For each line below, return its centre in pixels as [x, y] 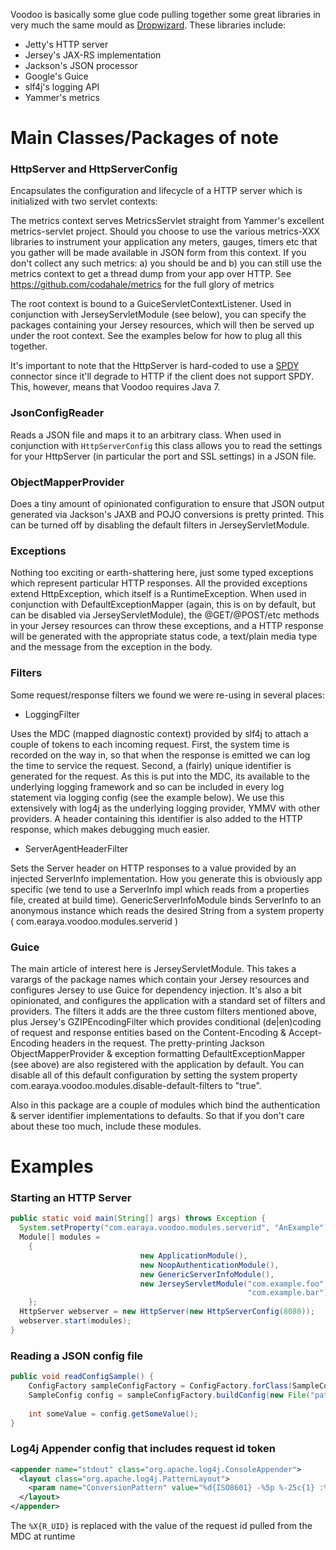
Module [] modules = [60, 1237]
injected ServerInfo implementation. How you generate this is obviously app [166, 878]
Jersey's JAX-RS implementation [93, 55]
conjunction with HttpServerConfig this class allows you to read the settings [166, 445]
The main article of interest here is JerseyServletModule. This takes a [153, 968]
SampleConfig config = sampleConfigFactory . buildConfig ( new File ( [169, 1395]
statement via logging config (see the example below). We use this [147, 797]
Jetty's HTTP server [66, 44]
